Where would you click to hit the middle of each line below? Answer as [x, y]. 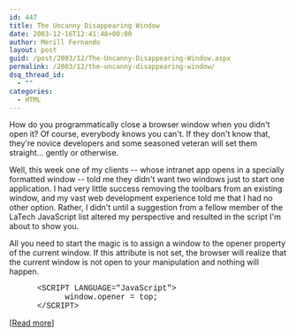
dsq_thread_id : [37, 75]
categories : [31, 91]
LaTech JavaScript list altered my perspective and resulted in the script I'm [145, 217]
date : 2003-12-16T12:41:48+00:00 [71, 34]
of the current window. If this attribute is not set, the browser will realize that [148, 253]
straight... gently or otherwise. [64, 153]
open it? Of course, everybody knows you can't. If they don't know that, [140, 134]
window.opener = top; [111, 298]
